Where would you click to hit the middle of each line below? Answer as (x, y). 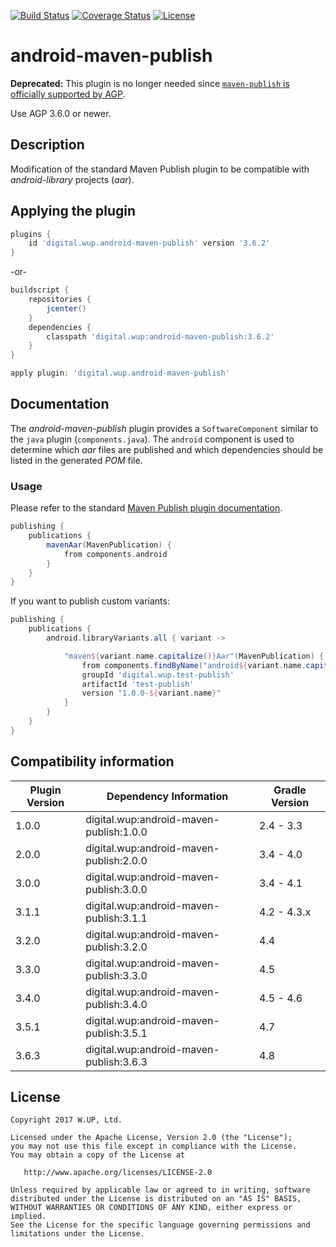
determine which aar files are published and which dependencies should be (167, 449)
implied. (28, 1216)
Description (47, 145)
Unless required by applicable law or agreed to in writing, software (160, 1190)
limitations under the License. (77, 1234)
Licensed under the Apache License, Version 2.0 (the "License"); (151, 1138)
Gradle (290, 790)
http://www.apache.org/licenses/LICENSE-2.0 (118, 1173)
